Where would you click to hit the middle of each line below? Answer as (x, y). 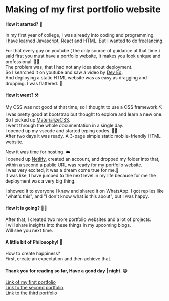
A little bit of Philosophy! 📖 (34, 242)
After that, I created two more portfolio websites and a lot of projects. (78, 219)
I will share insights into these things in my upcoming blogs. (68, 225)
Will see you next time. (29, 230)
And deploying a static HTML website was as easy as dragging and (76, 78)
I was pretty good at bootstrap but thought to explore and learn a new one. (84, 114)
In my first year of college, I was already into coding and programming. (80, 35)
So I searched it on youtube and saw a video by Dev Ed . (64, 72)
